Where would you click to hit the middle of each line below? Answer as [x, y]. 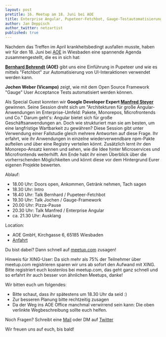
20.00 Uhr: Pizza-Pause [37, 205]
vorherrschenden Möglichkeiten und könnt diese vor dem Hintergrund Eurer [82, 160]
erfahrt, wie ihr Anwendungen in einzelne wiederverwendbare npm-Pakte [80, 139]
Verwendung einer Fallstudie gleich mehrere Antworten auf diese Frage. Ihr [82, 133]
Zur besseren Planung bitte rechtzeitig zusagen [61, 299]
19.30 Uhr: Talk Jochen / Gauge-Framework [57, 200]
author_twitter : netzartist [34, 28]
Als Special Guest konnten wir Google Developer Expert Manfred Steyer [79, 102]
